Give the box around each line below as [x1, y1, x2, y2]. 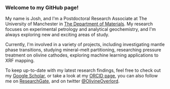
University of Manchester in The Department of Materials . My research [5, 21, 153, 27]
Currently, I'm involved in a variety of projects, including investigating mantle [5, 41, 165, 48]
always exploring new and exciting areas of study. [5, 32, 110, 38]
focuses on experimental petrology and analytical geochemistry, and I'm [5, 26, 156, 32]
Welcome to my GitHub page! [5, 4, 79, 11]
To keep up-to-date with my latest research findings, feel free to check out [5, 67, 161, 73]
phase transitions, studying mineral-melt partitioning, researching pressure [5, 47, 161, 53]
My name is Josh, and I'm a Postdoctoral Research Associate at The [5, 16, 147, 22]
